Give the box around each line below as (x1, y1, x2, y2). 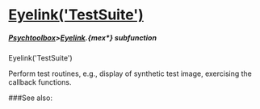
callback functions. (8, 78, 72, 87)
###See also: (8, 93, 52, 103)
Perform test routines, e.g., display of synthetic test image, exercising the (8, 69, 253, 78)
